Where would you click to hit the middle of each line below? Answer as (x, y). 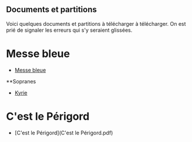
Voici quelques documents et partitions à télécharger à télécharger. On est (96, 23)
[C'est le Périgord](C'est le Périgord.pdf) (64, 133)
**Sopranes (21, 81)
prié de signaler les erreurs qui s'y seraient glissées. (69, 30)
